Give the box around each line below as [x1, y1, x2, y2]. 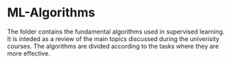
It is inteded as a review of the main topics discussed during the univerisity [7, 34, 219, 42]
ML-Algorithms [7, 5, 95, 21]
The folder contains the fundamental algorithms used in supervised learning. [7, 27, 225, 36]
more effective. [7, 49, 50, 58]
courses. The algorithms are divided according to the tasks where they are [7, 42, 219, 50]
